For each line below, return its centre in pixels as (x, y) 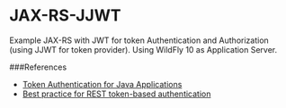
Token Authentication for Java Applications (102, 84)
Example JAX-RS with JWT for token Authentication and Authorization (139, 40)
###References (38, 67)
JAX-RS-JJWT (65, 16)
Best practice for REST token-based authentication (116, 94)
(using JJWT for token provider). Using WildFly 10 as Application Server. (143, 49)
